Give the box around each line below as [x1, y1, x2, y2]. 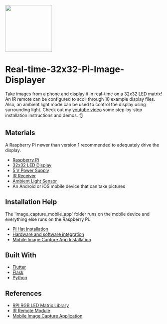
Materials [5, 129, 35, 137]
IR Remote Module [12, 308, 51, 314]
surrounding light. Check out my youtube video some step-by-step [5, 107, 143, 113]
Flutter [12, 264, 26, 270]
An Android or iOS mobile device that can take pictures [12, 183, 126, 189]
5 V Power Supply [12, 167, 49, 173]
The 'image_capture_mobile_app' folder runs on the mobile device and [5, 211, 150, 217]
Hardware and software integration [12, 231, 85, 237]
